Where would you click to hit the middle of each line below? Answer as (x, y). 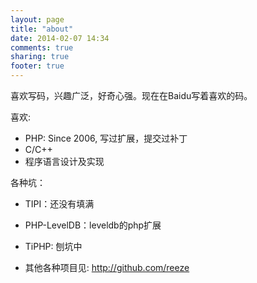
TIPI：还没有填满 (59, 204)
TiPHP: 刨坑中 (53, 246)
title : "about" (42, 29)
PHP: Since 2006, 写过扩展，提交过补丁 (106, 138)
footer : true (37, 66)
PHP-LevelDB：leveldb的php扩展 (93, 225)
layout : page (37, 19)
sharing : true (40, 57)
